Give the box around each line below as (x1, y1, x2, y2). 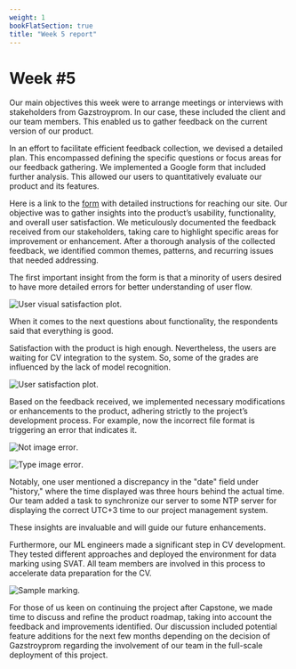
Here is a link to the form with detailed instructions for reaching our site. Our (9, 198, 288, 209)
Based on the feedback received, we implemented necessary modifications (9, 396, 286, 407)
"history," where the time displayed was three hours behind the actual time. (9, 486, 284, 497)
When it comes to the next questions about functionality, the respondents (9, 316, 278, 327)
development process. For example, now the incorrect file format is (9, 415, 255, 426)
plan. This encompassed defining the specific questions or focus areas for (9, 152, 282, 163)
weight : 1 (9, 12, 46, 22)
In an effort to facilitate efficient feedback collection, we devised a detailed (9, 143, 283, 154)
